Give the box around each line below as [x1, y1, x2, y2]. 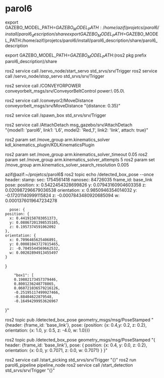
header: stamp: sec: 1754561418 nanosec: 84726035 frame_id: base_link [5, 177, 153, 183]
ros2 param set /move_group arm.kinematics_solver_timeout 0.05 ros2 [5, 151, 148, 158]
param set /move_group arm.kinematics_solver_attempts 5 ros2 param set [5, 157, 155, 163]
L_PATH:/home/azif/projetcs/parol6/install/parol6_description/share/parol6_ [5, 37, 158, 43]
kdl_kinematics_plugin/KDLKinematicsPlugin [5, 142, 95, 148]
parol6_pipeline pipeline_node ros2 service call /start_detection [5, 362, 134, 368]
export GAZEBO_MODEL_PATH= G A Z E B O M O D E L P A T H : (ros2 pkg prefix [5, 52, 147, 59]
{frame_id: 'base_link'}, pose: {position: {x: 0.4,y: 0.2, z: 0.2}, [24, 322, 147, 328]
